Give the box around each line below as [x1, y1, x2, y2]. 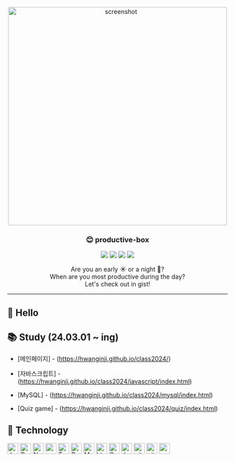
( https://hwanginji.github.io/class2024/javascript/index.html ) [17, 377, 192, 386]
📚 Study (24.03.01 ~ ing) [7, 332, 119, 344]
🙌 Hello [7, 307, 39, 319]
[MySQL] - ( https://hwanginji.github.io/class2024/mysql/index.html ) [17, 390, 213, 399]
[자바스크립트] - [17, 369, 61, 377]
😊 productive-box [85, 235, 150, 244]
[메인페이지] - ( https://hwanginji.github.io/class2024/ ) [17, 354, 171, 363]
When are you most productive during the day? [50, 272, 185, 281]
